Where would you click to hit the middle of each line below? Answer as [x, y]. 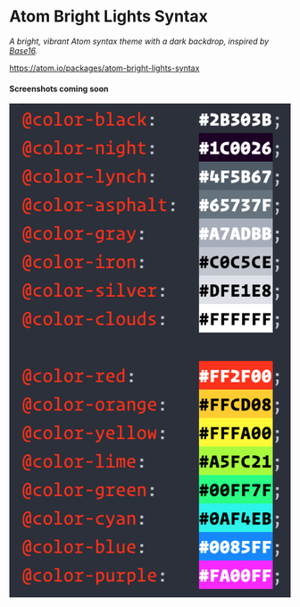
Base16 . [24, 50]
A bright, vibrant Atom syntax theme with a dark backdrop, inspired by [139, 41]
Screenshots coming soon [59, 89]
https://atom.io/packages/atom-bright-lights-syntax [104, 68]
